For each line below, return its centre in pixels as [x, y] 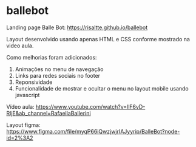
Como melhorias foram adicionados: [52, 57]
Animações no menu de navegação [59, 69]
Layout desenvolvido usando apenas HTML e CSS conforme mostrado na [98, 39]
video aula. [20, 46]
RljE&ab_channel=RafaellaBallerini [49, 113]
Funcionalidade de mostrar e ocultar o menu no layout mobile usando [102, 88]
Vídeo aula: [20, 106]
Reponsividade [34, 82]
